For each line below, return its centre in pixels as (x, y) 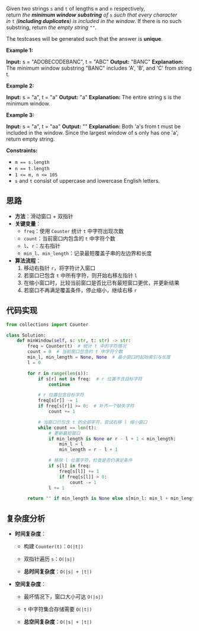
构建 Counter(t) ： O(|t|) (54, 546)
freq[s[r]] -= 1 (58, 401)
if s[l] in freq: (70, 466)
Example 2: (20, 86)
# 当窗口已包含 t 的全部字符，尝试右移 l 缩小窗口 (92, 422)
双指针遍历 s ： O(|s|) (49, 559)
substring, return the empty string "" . (52, 27)
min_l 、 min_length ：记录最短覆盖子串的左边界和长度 (88, 253)
